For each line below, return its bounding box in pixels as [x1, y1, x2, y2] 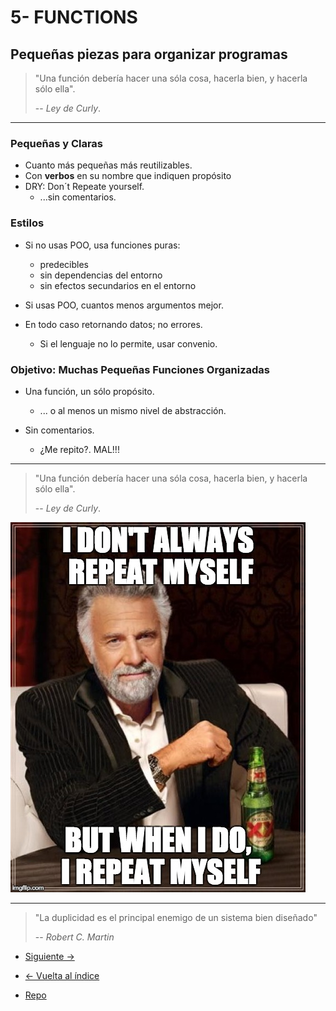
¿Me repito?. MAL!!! [39, 443, 120, 455]
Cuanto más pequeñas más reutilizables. [24, 159, 193, 171]
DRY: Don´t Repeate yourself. [24, 181, 145, 193]
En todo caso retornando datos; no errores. [24, 318, 203, 330]
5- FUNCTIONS [10, 6, 138, 29]
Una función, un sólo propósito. [24, 385, 155, 397]
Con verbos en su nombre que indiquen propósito [24, 170, 232, 182]
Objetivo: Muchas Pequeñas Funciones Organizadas [10, 362, 270, 376]
